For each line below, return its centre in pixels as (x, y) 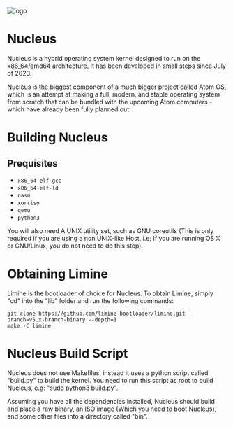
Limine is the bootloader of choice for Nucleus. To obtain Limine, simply (111, 293)
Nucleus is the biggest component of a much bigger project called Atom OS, (117, 87)
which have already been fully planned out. (69, 109)
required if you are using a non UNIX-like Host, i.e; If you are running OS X (114, 238)
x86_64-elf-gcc (39, 181)
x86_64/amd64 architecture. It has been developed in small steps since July (117, 66)
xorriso (28, 203)
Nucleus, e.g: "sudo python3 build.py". (63, 388)
